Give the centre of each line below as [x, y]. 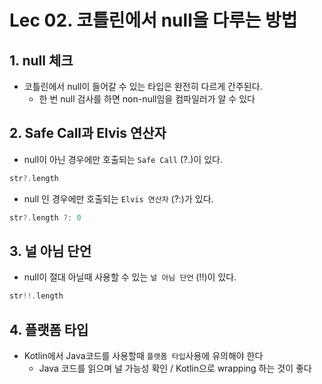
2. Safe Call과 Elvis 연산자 [88, 133]
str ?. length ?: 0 [45, 217]
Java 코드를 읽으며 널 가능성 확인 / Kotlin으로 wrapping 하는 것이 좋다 [175, 368]
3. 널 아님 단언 [50, 251]
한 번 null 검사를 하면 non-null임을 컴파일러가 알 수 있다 [147, 99]
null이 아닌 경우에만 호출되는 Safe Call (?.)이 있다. [123, 159]
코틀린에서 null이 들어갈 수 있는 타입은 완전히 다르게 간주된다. [143, 86]
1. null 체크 [41, 60]
